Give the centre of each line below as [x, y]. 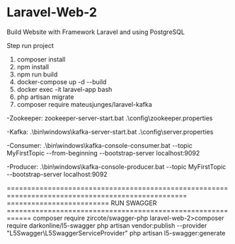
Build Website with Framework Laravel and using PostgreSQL [96, 32]
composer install [41, 59]
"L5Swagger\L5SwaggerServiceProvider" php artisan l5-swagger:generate [116, 233]
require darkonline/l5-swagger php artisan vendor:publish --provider [107, 225]
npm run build [37, 74]
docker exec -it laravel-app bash [64, 89]
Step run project [30, 45]
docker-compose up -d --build [62, 81]
